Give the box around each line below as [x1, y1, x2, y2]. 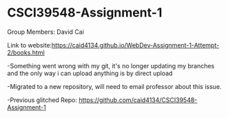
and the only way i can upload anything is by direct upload [7, 69, 173, 77]
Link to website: [7, 41, 52, 49]
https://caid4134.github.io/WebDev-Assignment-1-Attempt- [51, 41, 220, 49]
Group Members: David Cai [7, 28, 85, 36]
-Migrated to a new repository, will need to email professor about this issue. [7, 82, 222, 90]
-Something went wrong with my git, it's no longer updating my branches [7, 61, 215, 70]
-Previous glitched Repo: [7, 95, 78, 104]
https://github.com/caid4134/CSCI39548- [79, 95, 198, 104]
